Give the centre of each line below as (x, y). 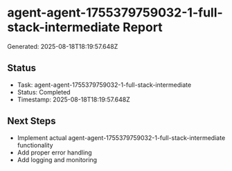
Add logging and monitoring (57, 159)
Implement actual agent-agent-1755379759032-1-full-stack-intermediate (121, 138)
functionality (35, 145)
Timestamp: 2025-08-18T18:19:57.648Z (73, 99)
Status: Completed (44, 92)
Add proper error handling (54, 152)
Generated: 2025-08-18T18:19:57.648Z (63, 46)
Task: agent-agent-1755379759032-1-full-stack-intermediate (104, 85)
